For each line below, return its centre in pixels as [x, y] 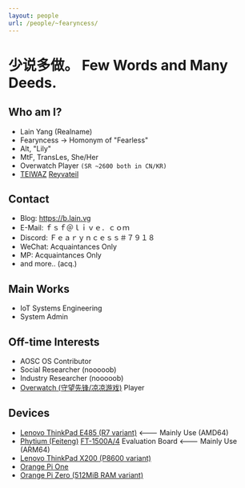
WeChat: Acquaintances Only [68, 247]
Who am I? [35, 112]
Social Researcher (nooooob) [68, 370]
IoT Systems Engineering [61, 308]
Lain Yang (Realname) [56, 131]
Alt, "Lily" [36, 148]
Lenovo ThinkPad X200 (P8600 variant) [86, 458]
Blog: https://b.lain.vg [55, 218]
